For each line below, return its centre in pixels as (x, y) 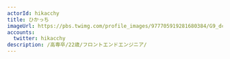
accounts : (21, 32)
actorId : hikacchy (33, 13)
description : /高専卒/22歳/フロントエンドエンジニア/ (77, 45)
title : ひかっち (28, 20)
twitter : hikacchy (40, 39)
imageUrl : (21, 26)
